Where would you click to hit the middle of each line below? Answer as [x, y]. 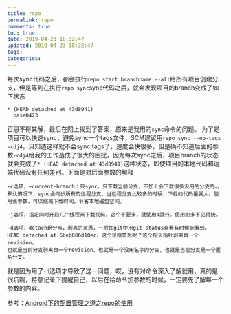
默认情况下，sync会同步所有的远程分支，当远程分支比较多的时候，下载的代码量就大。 [111, 194]
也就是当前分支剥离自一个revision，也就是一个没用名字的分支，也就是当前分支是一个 [112, 250]
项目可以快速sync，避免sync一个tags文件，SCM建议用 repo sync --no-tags [114, 137]
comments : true [29, 26]
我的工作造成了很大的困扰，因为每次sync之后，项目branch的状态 [126, 155]
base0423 [26, 115]
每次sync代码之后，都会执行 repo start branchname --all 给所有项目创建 [110, 79]
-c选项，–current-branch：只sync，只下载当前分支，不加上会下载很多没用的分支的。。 [115, 186]
